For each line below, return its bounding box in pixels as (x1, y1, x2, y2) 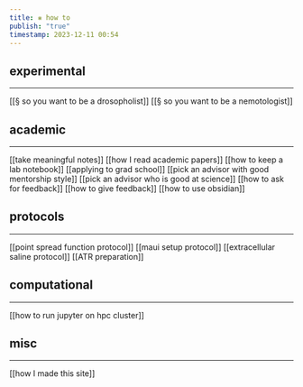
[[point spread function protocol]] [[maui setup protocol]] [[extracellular (9, 241, 276, 253)
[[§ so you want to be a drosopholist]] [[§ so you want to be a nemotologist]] (9, 96, 293, 106)
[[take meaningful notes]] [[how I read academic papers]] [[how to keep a (9, 154, 284, 165)
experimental (9, 63, 86, 78)
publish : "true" (9, 22, 70, 31)
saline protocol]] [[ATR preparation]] (9, 251, 144, 262)
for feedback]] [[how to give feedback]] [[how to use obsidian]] (9, 183, 245, 194)
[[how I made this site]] (9, 368, 96, 379)
